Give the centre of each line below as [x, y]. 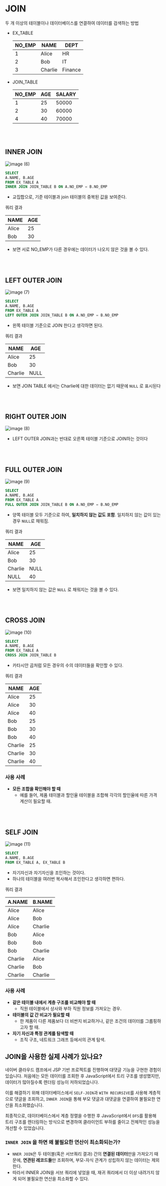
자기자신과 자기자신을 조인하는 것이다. [49, 873]
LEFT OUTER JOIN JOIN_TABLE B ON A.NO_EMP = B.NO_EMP [62, 315]
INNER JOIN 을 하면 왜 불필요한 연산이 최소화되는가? [63, 1142]
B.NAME [43, 902]
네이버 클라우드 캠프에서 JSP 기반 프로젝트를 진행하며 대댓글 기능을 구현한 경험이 [83, 1070]
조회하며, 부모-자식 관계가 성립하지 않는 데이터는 [104, 1160]
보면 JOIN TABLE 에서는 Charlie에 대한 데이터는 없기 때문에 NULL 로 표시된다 [86, 386]
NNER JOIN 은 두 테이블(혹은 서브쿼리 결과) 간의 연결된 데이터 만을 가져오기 [83, 1154]
